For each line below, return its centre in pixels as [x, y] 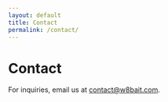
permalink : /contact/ [44, 30]
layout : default [35, 15]
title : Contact [33, 23]
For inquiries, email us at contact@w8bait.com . [84, 90]
